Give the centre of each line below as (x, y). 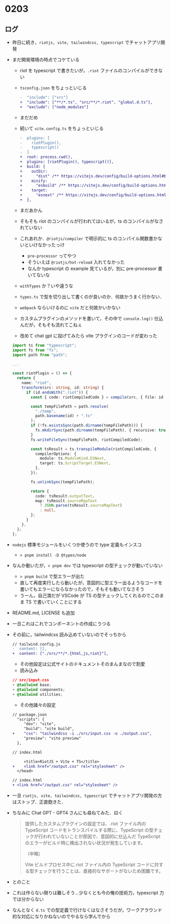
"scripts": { (31, 719)
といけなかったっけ (44, 245)
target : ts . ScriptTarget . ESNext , (75, 463)
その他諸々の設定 (38, 705)
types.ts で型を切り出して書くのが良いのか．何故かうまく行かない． (92, 296)
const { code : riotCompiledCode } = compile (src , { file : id (97, 397)
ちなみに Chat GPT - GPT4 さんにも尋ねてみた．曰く (67, 813)
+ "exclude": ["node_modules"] (54, 107)
